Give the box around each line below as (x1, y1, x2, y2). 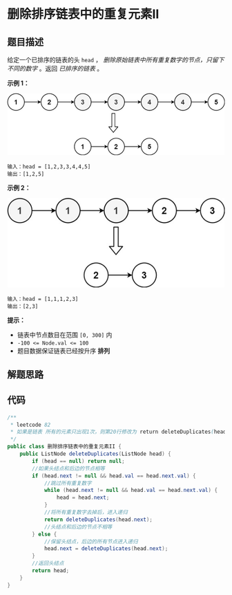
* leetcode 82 (10, 421, 51, 428)
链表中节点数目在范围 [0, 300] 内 (17, 330, 113, 339)
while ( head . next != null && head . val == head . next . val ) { (43, 487, 218, 494)
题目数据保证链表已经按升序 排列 (17, 347, 110, 355)
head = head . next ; (56, 494, 110, 502)
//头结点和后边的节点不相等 (43, 523, 113, 530)
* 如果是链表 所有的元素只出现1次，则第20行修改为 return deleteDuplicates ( (10, 428, 214, 436)
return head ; (32, 567, 70, 574)
